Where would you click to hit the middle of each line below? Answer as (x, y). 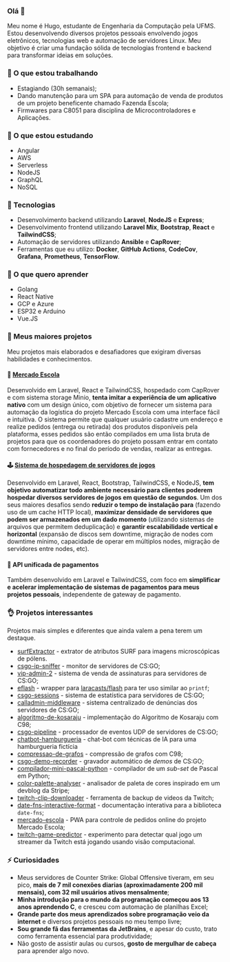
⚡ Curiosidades (33, 860)
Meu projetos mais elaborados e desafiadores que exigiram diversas (104, 352)
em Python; (33, 776)
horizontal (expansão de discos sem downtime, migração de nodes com (110, 534)
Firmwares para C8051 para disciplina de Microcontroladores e (106, 110)
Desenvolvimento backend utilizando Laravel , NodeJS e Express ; (111, 220)
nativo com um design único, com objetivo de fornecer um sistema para (109, 404)
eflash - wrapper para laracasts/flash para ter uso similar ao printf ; (113, 688)
